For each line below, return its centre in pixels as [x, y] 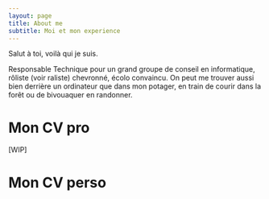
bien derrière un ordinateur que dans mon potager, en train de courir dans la [135, 86]
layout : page [30, 16]
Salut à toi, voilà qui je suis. [53, 54]
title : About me [35, 23]
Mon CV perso [58, 182]
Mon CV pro [49, 128]
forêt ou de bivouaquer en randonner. [70, 95]
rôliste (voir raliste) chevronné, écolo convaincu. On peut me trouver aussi [131, 78]
